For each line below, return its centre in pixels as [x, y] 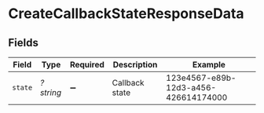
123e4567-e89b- [201, 78]
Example [209, 65]
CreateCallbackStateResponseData [126, 14]
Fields [24, 43]
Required [87, 65]
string [50, 93]
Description [135, 65]
